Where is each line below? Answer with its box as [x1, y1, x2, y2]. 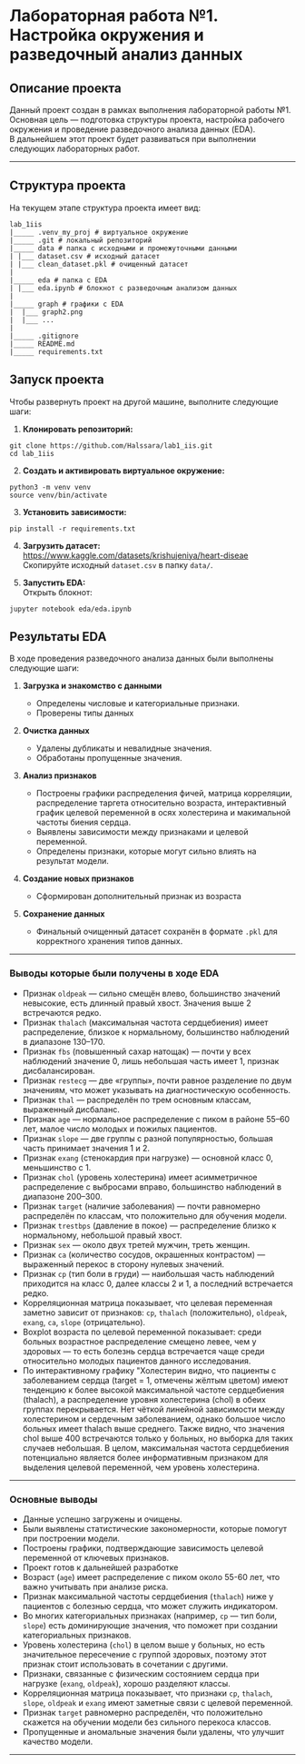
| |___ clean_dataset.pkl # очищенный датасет [9, 259, 189, 269]
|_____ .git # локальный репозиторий [9, 236, 152, 245]
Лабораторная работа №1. [9, 5, 219, 26]
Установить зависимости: [22, 506, 127, 517]
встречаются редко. [22, 1007, 102, 1018]
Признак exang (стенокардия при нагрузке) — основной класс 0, [22, 1152, 274, 1163]
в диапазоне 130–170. [22, 1036, 106, 1047]
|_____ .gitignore [9, 331, 79, 340]
